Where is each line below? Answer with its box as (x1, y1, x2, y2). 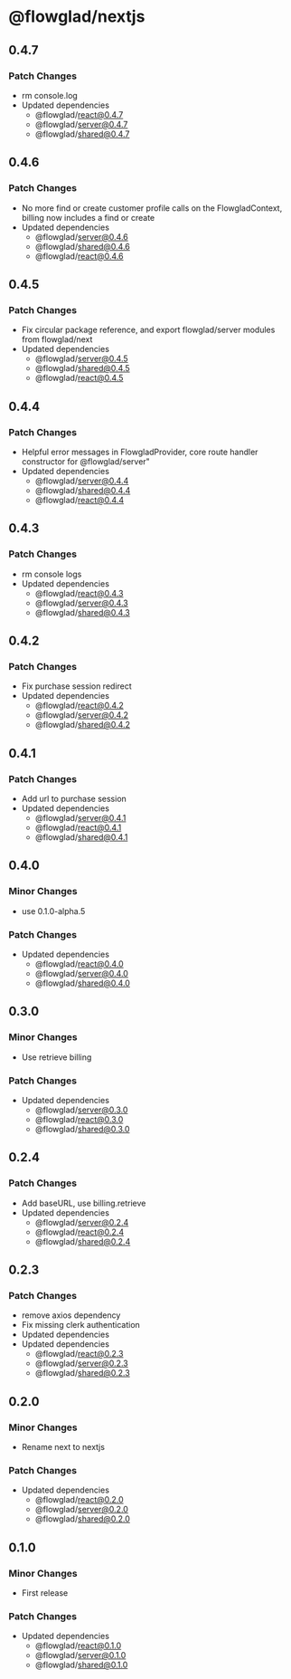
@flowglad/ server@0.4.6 (34, 231, 128, 242)
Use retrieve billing (21, 1052, 92, 1063)
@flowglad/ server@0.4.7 (34, 119, 128, 129)
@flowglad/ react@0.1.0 (34, 1640, 122, 1651)
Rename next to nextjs (21, 1442, 106, 1453)
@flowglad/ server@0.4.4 (34, 475, 129, 486)
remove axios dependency (21, 1310, 121, 1321)
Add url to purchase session (21, 794, 127, 804)
